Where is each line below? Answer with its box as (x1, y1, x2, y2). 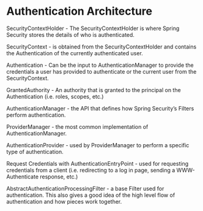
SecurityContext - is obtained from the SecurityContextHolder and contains (6, 43, 197, 50)
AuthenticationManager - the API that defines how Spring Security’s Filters (6, 104, 194, 112)
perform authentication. (6, 111, 66, 118)
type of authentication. (6, 148, 64, 155)
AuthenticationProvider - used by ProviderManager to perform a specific (6, 141, 190, 148)
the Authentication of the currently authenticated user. (6, 49, 144, 56)
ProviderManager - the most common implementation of (6, 123, 149, 130)
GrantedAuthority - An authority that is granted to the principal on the (6, 86, 182, 93)
